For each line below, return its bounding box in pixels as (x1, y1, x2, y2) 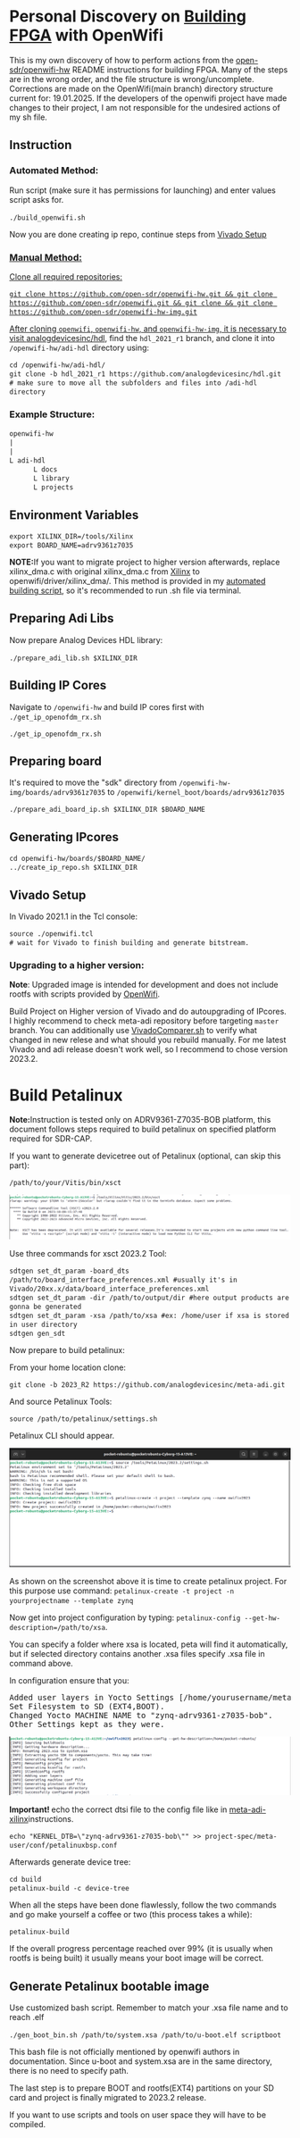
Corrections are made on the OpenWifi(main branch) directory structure (9, 83, 274, 94)
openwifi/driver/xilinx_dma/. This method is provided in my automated (9, 576, 266, 587)
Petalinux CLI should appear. (9, 1430, 115, 1441)
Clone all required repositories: (9, 271, 123, 282)
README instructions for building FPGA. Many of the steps (71, 64, 288, 75)
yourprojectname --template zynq (9, 1596, 134, 1605)
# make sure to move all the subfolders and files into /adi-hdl (9, 378, 257, 388)
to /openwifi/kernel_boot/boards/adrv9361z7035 (106, 787, 286, 798)
